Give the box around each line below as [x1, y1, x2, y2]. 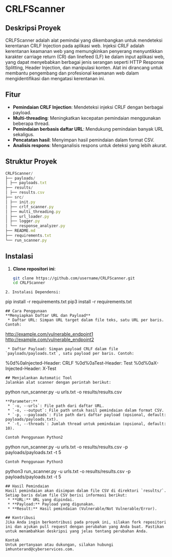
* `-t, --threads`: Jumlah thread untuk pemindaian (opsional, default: [7, 421, 167, 427]
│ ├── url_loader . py [5, 214, 50, 219]
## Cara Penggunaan [5, 309, 47, 314]
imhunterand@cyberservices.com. [5, 547, 74, 552]
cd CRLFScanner [12, 280, 46, 285]
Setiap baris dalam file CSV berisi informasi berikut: [5, 493, 127, 498]
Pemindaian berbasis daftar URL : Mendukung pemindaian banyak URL [12, 125, 164, 132]
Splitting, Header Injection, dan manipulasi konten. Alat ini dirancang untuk [5, 65, 163, 70]
